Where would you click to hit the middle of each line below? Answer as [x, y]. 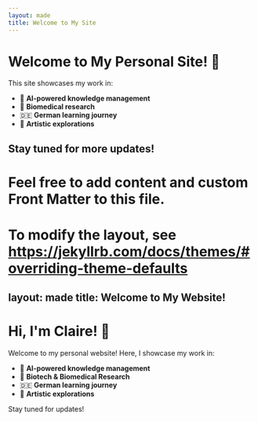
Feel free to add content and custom [128, 183]
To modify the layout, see [92, 235]
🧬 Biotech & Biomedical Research [74, 376]
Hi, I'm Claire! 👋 [59, 331]
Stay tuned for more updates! [82, 149]
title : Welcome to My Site [52, 23]
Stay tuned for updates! [46, 408]
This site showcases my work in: [61, 83]
